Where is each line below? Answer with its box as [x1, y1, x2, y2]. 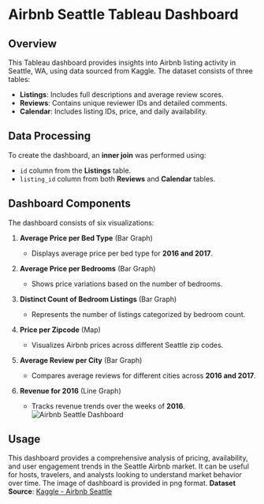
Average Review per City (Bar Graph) [19, 355, 143, 364]
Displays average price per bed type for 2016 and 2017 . [31, 248, 214, 258]
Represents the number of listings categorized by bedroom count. [31, 309, 246, 319]
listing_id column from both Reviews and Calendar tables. [19, 174, 216, 183]
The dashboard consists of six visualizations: [8, 218, 154, 227]
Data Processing [8, 129, 91, 143]
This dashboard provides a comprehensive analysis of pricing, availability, [8, 454, 248, 463]
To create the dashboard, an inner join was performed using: [8, 150, 206, 159]
